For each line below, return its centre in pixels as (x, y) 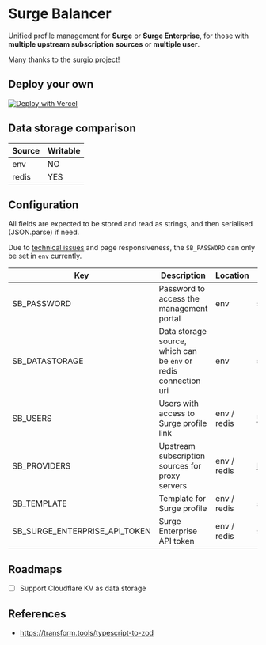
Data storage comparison (72, 129)
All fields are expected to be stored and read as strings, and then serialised (131, 224)
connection (180, 381)
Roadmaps (35, 569)
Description (183, 275)
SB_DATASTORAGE (48, 361)
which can (178, 351)
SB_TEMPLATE (40, 503)
